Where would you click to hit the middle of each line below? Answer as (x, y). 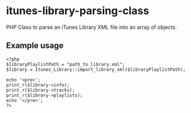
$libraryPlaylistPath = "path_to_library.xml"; (66, 64)
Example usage (35, 46)
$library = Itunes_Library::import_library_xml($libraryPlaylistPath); (96, 69)
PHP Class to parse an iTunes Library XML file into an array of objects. (91, 27)
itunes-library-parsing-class (78, 11)
